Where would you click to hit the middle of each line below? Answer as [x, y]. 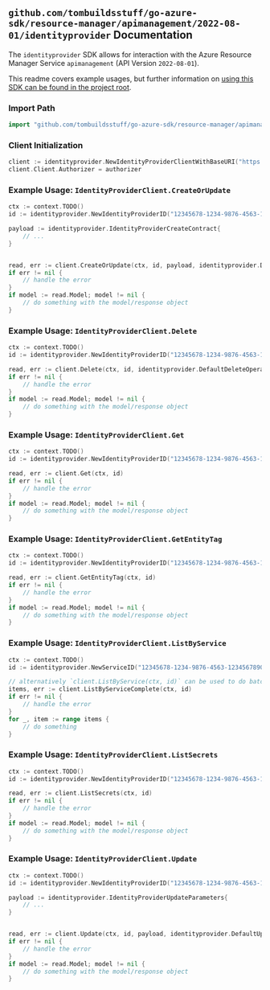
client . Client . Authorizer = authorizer [75, 170]
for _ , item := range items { [59, 719]
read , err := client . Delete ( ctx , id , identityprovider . [104, 369]
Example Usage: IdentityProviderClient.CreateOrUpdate [120, 190]
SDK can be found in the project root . [70, 87]
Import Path [32, 108]
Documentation [153, 35]
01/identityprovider [60, 36]
